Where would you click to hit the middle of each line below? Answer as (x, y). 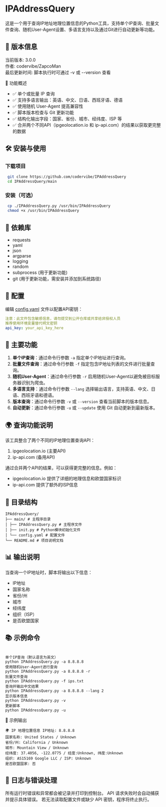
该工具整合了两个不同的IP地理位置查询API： (50, 440)
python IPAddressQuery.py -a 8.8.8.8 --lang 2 (54, 691)
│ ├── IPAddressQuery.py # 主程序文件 (44, 524)
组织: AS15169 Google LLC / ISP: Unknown (48, 758)
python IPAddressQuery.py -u (35, 710)
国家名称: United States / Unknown (41, 737)
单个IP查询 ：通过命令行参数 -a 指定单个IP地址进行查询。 (70, 358)
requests (21, 240)
